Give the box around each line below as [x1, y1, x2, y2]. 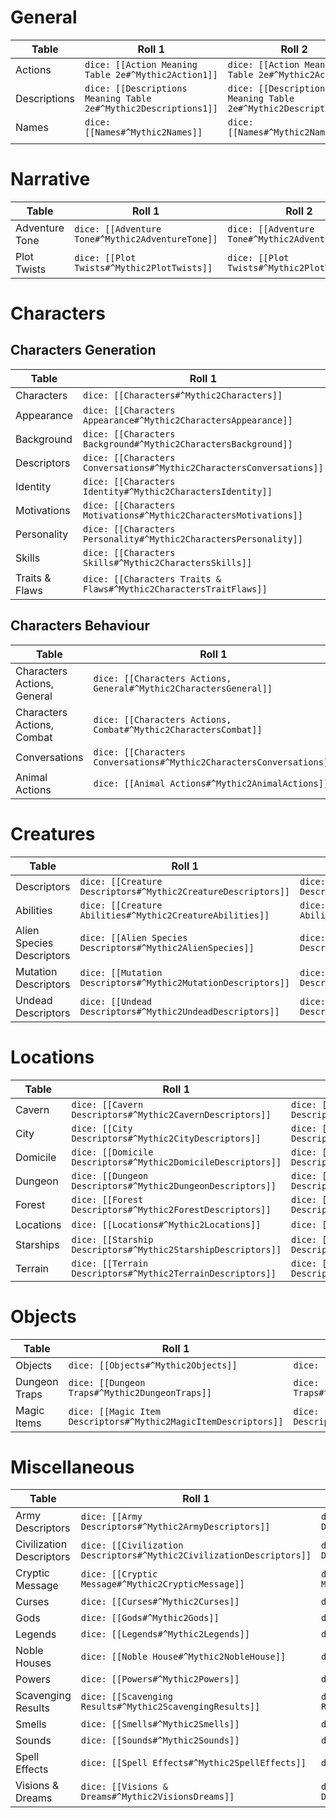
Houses [15, 1656, 52, 1670]
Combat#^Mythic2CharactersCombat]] [93, 724, 263, 735]
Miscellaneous [10, 1456, 135, 1478]
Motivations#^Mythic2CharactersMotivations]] [83, 509, 303, 521]
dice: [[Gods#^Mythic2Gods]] [80, 1612, 220, 1624]
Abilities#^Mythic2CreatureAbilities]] [79, 909, 270, 921]
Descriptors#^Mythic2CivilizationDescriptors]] [80, 1550, 312, 1561]
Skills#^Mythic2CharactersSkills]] [83, 557, 253, 568]
